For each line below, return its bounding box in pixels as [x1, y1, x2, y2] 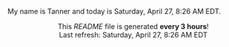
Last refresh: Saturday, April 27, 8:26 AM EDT [58, 31, 208, 39]
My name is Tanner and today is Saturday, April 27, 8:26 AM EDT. [7, 7, 221, 16]
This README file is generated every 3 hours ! [57, 22, 209, 31]
